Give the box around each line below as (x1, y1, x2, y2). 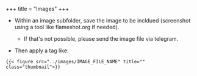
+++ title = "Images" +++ (5, 5, 70, 12)
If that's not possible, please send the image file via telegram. (23, 35, 179, 42)
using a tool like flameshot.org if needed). (14, 24, 120, 30)
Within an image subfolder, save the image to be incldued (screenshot (14, 17, 191, 24)
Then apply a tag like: (14, 47, 69, 54)
